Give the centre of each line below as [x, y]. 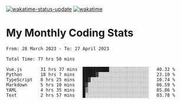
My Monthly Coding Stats [70, 33]
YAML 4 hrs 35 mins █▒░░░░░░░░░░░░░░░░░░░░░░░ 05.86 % [91, 90]
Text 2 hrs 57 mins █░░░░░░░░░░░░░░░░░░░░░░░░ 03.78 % [91, 95]
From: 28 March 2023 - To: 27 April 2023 [58, 48]
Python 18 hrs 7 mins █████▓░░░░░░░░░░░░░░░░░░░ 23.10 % [91, 74]
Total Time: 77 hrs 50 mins [41, 59]
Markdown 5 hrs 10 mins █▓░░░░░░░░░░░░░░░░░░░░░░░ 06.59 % [91, 85]
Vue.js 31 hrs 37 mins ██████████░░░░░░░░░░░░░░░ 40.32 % [91, 69]
